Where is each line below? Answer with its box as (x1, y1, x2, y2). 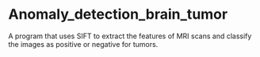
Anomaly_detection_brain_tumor (8, 5, 228, 23)
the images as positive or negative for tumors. (8, 39, 159, 48)
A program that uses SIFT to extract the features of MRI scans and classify (8, 31, 252, 41)
